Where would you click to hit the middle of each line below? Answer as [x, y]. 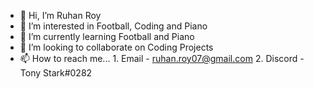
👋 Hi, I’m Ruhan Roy [60, 15]
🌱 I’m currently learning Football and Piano [107, 36]
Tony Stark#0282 [56, 73]
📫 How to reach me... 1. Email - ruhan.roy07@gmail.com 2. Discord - [162, 58]
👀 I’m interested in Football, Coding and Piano [113, 26]
